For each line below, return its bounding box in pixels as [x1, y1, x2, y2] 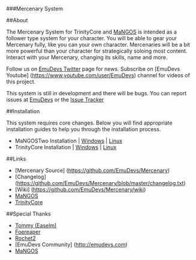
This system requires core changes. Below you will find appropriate [6, 119, 173, 126]
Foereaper [14, 228, 41, 235]
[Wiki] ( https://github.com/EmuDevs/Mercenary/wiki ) [14, 186, 146, 193]
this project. [6, 78, 36, 85]
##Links [6, 155, 26, 162]
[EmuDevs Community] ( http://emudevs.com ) [14, 241, 128, 248]
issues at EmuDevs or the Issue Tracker [6, 96, 104, 103]
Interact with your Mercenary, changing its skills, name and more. [6, 54, 168, 61]
